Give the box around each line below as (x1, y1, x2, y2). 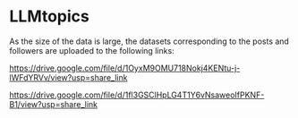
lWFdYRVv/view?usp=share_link (9, 72, 128, 82)
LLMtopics (9, 6, 89, 27)
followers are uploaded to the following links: (9, 45, 175, 55)
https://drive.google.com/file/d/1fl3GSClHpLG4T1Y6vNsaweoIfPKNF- (9, 89, 265, 100)
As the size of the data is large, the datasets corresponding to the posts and (9, 36, 289, 46)
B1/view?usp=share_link (9, 98, 98, 109)
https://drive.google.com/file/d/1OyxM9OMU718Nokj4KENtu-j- (9, 63, 241, 73)
